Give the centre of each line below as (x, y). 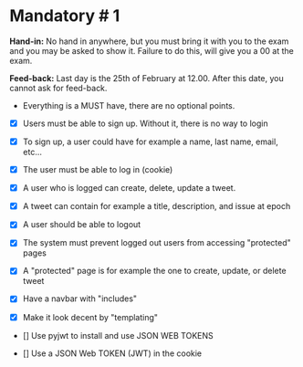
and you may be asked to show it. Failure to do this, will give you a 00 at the (151, 50)
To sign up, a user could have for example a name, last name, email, (150, 142)
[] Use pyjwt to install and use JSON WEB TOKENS (118, 335)
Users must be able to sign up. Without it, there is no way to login (145, 123)
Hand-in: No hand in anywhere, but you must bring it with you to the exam (149, 41)
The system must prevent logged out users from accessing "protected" (157, 243)
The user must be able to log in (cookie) (98, 170)
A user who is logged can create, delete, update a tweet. (129, 188)
